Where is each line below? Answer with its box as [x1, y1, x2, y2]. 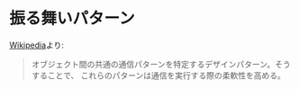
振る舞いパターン [9, 8, 135, 29]
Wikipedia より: [9, 40, 65, 50]
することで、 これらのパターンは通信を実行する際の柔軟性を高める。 [31, 69, 286, 81]
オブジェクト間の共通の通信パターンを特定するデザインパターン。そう [31, 58, 291, 69]
